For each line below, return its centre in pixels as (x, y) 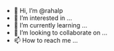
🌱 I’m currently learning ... (50, 25)
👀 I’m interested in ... (43, 18)
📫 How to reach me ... (46, 40)
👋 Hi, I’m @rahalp (38, 11)
